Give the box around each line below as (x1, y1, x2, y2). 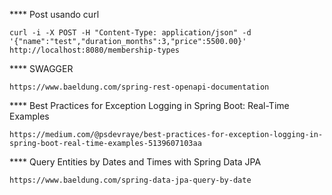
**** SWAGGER (9, 63, 74, 74)
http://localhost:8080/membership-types (9, 45, 181, 55)
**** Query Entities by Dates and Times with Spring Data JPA (9, 156, 262, 168)
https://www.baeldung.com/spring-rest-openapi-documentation (9, 82, 270, 92)
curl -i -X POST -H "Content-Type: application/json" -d (9, 28, 252, 38)
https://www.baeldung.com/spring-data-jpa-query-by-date (9, 175, 252, 185)
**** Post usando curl (9, 9, 100, 20)
